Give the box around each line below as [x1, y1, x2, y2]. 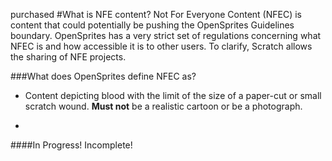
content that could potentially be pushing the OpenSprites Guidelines [10, 19, 295, 31]
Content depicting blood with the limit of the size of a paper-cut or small [24, 90, 322, 101]
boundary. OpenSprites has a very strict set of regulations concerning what [10, 30, 322, 41]
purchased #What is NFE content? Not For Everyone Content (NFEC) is [10, 9, 302, 20]
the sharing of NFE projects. [10, 51, 127, 63]
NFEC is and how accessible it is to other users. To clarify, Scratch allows [10, 40, 313, 52]
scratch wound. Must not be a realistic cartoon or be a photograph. [24, 100, 303, 112]
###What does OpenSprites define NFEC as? [10, 70, 197, 82]
